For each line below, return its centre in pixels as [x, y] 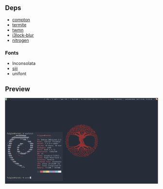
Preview [18, 89]
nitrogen [20, 40]
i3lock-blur [23, 35]
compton [21, 19]
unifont [19, 74]
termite [19, 25]
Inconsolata [24, 63]
